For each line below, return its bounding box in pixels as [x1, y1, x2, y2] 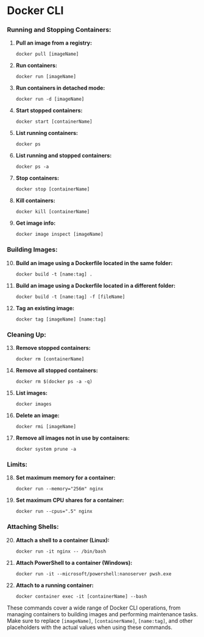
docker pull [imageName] [15, 51, 79, 57]
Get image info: [15, 219, 56, 227]
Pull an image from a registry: [15, 39, 93, 46]
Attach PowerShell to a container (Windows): [15, 559, 133, 566]
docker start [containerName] [15, 118, 93, 125]
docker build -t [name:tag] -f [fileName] [15, 294, 125, 300]
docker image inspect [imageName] [15, 231, 104, 238]
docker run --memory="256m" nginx [15, 486, 104, 492]
